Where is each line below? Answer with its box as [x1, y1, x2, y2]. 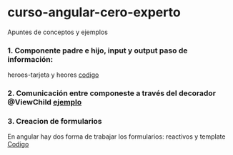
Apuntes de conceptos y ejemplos [7, 28, 109, 36]
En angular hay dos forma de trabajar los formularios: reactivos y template [7, 132, 226, 141]
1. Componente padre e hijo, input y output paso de [7, 46, 188, 55]
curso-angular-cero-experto [7, 4, 181, 21]
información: [7, 54, 54, 64]
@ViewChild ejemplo [7, 97, 82, 107]
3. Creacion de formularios [7, 117, 102, 127]
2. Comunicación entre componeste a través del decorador [7, 88, 217, 98]
